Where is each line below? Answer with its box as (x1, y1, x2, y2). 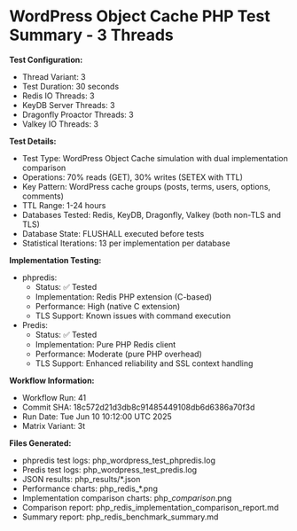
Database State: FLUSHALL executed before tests (21, 228, 205, 238)
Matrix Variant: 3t (21, 420, 86, 431)
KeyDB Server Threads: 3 (21, 99, 115, 110)
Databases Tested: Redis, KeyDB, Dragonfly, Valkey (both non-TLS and (21, 209, 281, 220)
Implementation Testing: (9, 254, 102, 265)
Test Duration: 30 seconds (21, 81, 120, 91)
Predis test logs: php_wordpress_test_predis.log (21, 464, 198, 475)
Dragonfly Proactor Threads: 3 (21, 109, 135, 120)
